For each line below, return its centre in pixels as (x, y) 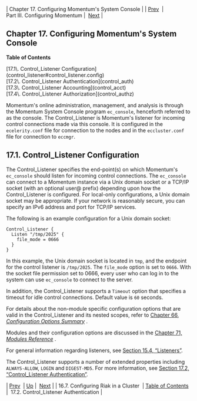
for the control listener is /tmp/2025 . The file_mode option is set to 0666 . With (98, 267)
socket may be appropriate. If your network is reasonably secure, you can (96, 200)
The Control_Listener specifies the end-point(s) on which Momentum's (92, 169)
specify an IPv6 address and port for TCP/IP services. (71, 207)
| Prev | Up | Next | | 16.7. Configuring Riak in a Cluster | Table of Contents (98, 386)
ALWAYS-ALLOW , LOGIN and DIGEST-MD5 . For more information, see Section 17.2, (98, 368)
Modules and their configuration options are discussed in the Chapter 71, (94, 333)
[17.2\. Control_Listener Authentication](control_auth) (70, 81)
